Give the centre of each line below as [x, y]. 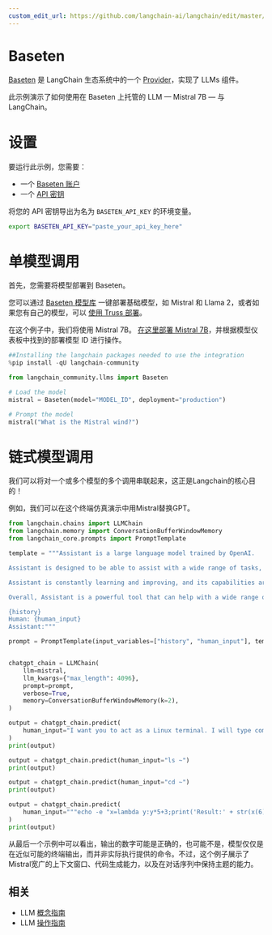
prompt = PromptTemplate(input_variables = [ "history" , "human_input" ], [130, 642]
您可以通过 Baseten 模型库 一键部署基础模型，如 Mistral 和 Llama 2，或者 [130, 303]
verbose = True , [47, 694]
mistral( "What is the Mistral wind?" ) [74, 422]
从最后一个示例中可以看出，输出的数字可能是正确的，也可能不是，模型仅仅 [132, 843]
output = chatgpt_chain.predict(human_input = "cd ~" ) [99, 783]
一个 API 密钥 [42, 194]
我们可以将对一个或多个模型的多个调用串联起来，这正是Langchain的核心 [129, 481]
